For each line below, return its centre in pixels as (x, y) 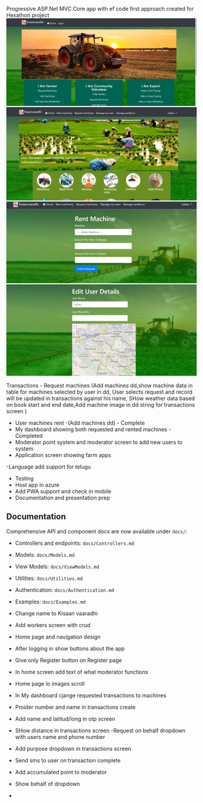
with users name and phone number (60, 736)
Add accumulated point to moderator (61, 772)
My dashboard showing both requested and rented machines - (93, 429)
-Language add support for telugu (49, 467)
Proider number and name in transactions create (75, 707)
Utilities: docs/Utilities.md (49, 578)
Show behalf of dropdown (47, 784)
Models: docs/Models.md (45, 554)
